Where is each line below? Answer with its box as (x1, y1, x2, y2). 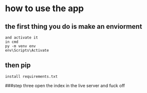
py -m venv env (5, 44, 36, 49)
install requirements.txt (5, 74, 58, 79)
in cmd (5, 39, 19, 44)
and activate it (5, 35, 38, 40)
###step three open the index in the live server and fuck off (5, 82, 126, 88)
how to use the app (5, 3, 84, 14)
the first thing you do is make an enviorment (5, 22, 143, 31)
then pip (5, 61, 31, 70)
